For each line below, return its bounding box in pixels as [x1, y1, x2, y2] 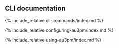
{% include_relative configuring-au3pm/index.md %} [5, 27, 114, 33]
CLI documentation [5, 4, 66, 13]
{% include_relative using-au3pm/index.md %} [5, 37, 101, 43]
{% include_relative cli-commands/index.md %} [5, 17, 104, 23]
